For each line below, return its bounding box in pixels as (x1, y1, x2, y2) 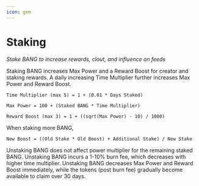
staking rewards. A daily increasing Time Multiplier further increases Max (6, 74, 190, 81)
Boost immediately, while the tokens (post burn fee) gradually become (6, 166, 183, 173)
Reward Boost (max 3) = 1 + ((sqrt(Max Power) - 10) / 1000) (6, 113, 165, 120)
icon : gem (6, 9, 32, 15)
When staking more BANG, (6, 124, 74, 131)
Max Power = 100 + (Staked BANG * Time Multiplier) (6, 102, 140, 109)
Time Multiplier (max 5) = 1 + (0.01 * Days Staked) (6, 92, 143, 98)
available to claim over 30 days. (6, 172, 86, 180)
